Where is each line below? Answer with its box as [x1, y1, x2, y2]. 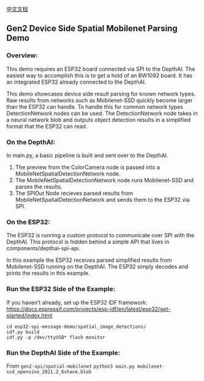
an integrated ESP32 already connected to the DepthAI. [6, 78, 146, 86]
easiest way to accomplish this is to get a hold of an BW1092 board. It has [6, 72, 193, 79]
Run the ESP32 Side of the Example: [6, 285, 115, 294]
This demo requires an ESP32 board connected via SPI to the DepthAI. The [6, 65, 195, 72]
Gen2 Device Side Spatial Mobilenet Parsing [6, 23, 178, 34]
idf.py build [6, 329, 40, 335]
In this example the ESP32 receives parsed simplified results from [6, 256, 173, 264]
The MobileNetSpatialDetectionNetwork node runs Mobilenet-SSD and [15, 176, 194, 183]
